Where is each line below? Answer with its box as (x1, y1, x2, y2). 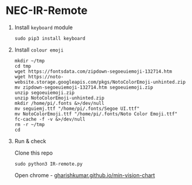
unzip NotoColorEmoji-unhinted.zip (14, 95, 105, 101)
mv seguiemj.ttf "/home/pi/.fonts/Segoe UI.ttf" (14, 106, 140, 112)
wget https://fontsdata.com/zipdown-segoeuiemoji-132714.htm (14, 68, 173, 75)
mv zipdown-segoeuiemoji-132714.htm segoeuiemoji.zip (14, 84, 153, 90)
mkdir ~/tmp (14, 58, 45, 64)
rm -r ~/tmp (14, 121, 45, 127)
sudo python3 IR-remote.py (14, 161, 83, 167)
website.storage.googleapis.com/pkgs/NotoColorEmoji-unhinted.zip (14, 79, 186, 85)
